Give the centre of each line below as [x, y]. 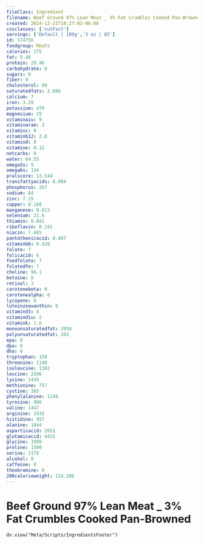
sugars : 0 [19, 74]
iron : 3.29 [20, 102]
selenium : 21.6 [25, 216]
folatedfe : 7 [23, 267]
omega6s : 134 [23, 170]
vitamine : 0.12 [25, 148]
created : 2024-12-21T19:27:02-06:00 [53, 23]
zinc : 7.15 [20, 198]
